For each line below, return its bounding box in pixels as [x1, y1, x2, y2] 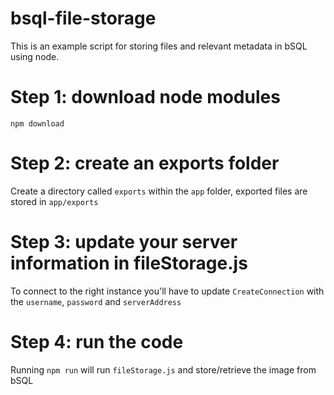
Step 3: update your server [10, 231, 238, 253]
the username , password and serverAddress [10, 295, 182, 307]
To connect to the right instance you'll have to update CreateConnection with [10, 285, 325, 297]
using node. [10, 50, 60, 62]
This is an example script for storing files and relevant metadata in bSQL [10, 40, 308, 52]
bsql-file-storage [10, 7, 157, 30]
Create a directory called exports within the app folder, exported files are [10, 185, 308, 197]
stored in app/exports [10, 195, 99, 207]
